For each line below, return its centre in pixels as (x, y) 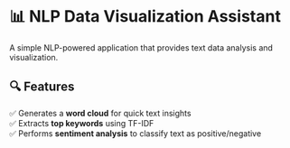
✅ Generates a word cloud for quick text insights (100, 113)
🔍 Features (42, 87)
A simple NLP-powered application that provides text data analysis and (141, 47)
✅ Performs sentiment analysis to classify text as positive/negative (136, 133)
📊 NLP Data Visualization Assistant (145, 17)
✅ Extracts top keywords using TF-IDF (82, 123)
